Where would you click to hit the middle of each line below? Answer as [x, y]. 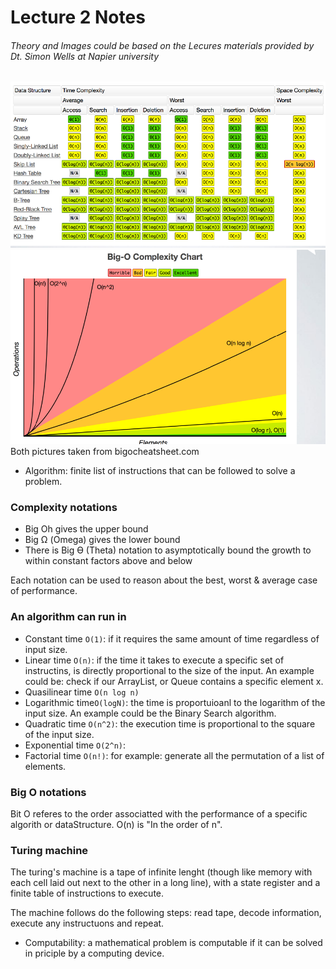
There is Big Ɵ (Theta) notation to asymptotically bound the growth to [168, 550]
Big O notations [48, 792]
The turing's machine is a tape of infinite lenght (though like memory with [161, 872]
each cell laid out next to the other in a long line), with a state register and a [165, 883]
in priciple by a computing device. [94, 953]
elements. [45, 766]
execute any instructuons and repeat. [87, 923]
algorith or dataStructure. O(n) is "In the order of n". [116, 824]
